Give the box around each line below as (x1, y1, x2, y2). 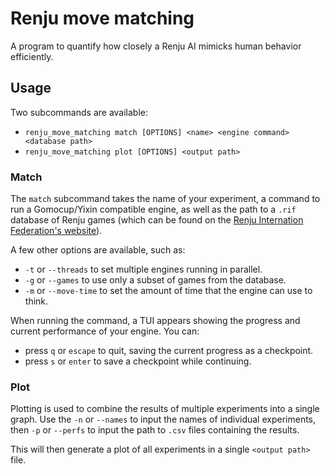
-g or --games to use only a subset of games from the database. (24, 274, 287, 286)
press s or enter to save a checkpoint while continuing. (24, 355, 252, 367)
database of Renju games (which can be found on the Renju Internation (10, 214, 304, 226)
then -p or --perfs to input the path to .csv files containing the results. (10, 424, 300, 436)
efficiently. (10, 50, 54, 62)
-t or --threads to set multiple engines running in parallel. (24, 263, 263, 276)
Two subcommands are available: (10, 106, 149, 118)
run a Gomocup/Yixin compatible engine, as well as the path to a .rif (10, 203, 297, 216)
